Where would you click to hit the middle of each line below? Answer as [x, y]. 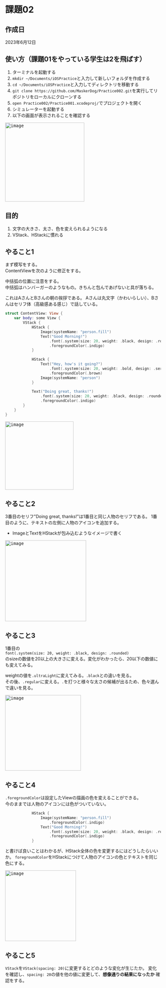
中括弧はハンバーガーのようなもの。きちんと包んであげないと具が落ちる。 [81, 288]
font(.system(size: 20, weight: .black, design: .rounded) [67, 654]
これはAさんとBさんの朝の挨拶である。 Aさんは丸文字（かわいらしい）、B [80, 298]
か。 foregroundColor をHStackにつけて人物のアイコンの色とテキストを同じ [82, 857]
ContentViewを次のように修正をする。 [44, 271]
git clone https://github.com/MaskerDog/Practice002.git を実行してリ [85, 90]
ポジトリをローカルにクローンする [47, 97]
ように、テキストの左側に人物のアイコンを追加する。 [68, 523]
